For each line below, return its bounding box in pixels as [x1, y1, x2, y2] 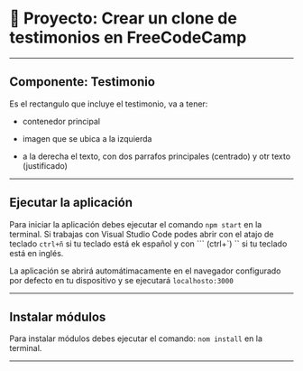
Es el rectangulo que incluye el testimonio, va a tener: [9, 98, 208, 109]
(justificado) [22, 160, 68, 171]
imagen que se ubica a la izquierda [22, 133, 152, 144]
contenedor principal [22, 116, 101, 126]
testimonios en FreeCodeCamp [9, 27, 247, 48]
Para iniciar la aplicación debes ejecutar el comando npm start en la [9, 218, 262, 229]
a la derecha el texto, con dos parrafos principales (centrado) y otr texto [22, 151, 291, 162]
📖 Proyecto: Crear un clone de [9, 8, 237, 29]
